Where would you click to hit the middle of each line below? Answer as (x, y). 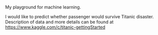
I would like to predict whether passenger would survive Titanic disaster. (79, 17)
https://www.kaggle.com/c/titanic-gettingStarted (55, 27)
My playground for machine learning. (43, 7)
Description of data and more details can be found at (59, 22)
